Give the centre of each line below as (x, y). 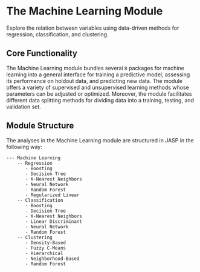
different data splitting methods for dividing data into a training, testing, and (100, 100)
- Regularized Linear (52, 195)
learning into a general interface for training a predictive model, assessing (98, 75)
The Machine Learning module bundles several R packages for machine (95, 68)
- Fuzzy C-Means (46, 248)
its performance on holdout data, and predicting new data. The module (94, 81)
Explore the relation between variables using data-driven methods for (93, 28)
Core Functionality (42, 54)
